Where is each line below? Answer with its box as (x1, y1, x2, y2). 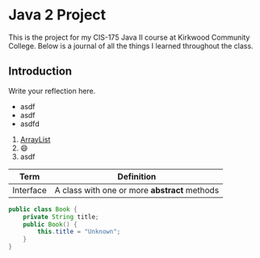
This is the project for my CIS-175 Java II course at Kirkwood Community (8, 32, 250, 42)
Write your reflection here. (8, 86, 96, 95)
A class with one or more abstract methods (54, 184, 220, 196)
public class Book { (8, 205, 78, 214)
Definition (117, 171, 157, 182)
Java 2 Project (8, 6, 107, 24)
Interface (12, 184, 47, 196)
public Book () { (23, 220, 78, 228)
